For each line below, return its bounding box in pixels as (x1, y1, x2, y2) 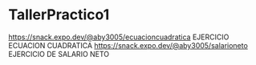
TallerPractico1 (8, 6, 110, 24)
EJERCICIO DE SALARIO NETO (8, 49, 110, 59)
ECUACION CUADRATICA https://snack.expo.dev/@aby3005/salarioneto (8, 40, 249, 50)
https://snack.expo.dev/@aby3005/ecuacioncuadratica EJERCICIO (8, 32, 230, 42)
